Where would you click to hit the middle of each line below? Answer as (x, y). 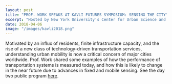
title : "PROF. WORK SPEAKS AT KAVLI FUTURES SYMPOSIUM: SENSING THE (80, 15)
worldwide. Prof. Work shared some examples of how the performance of (83, 60)
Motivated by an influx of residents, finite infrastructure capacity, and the (82, 43)
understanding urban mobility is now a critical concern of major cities (79, 54)
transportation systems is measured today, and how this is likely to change (84, 65)
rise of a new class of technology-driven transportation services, (74, 49)
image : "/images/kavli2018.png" (40, 29)
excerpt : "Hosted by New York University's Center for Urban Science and (86, 19)
